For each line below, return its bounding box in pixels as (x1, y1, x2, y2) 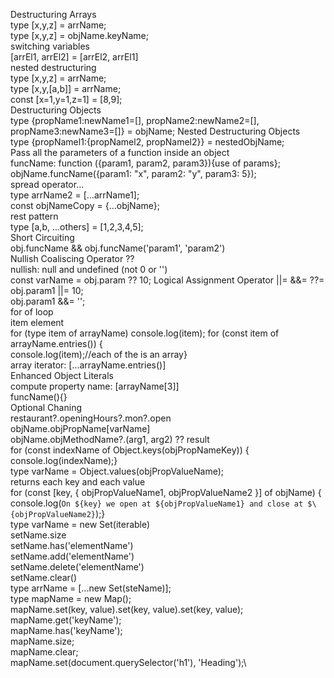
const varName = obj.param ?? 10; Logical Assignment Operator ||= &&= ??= (10, 274, 325, 286)
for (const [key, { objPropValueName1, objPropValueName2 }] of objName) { (10, 487, 322, 498)
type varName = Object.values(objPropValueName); (10, 465, 225, 477)
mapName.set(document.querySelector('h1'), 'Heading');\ (10, 657, 247, 668)
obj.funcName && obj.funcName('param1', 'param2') (10, 242, 226, 254)
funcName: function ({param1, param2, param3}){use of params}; (10, 157, 281, 169)
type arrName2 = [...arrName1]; (10, 189, 140, 201)
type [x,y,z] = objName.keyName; (10, 30, 149, 41)
